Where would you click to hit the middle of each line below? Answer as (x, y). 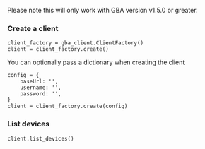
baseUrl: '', (39, 82)
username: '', (41, 88)
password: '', (41, 94)
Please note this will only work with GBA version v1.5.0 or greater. (102, 10)
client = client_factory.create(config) (68, 106)
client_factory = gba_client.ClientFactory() (75, 43)
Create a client (33, 28)
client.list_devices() (41, 138)
